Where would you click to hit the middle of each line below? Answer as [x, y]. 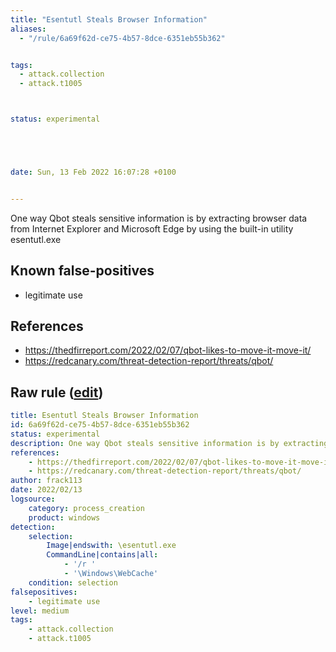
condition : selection [73, 582]
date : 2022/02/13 [46, 490]
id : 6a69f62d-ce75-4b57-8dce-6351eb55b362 [100, 425]
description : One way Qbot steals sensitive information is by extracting [169, 443]
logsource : [33, 499]
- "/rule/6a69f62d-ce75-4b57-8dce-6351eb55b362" [122, 38]
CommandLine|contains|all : [102, 555]
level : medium [40, 611]
